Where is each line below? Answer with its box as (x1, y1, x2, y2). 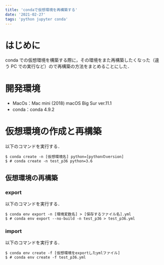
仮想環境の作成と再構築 (5, 126, 102, 137)
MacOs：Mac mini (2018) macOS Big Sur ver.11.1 (12, 100, 112, 106)
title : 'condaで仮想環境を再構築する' (5, 7, 78, 12)
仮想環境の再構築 (5, 173, 58, 182)
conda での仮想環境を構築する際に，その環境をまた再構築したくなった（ (5, 57, 155, 63)
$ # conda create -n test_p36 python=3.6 (5, 158, 93, 164)
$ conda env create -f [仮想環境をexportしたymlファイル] (5, 250, 120, 255)
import (5, 227, 22, 234)
